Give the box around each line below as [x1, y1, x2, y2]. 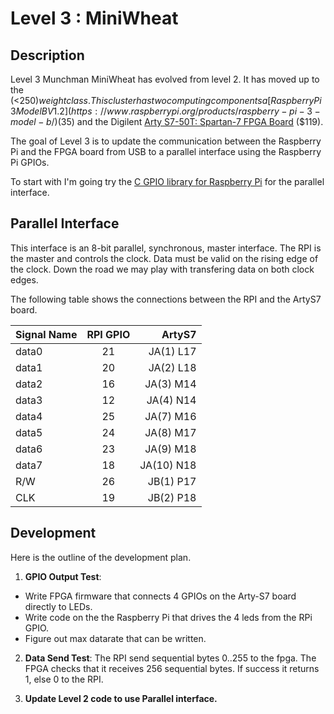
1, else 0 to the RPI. [24, 673, 104, 685]
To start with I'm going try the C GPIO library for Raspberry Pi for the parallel [10, 176, 325, 187]
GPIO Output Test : [24, 570, 102, 582]
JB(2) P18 [147, 490, 197, 504]
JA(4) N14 [146, 393, 197, 407]
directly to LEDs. [24, 600, 93, 612]
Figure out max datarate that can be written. [24, 632, 207, 644]
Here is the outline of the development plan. [10, 551, 192, 563]
